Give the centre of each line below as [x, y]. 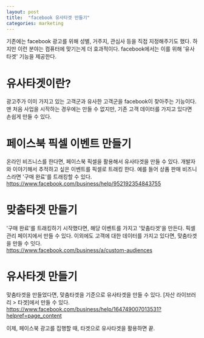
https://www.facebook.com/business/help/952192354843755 [84, 184]
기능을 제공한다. [38, 57]
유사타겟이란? [39, 83]
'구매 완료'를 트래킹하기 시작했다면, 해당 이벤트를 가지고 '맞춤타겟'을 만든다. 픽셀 [101, 228]
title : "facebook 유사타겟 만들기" [48, 18]
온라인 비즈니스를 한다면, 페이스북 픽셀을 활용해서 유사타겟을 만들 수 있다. [93, 161]
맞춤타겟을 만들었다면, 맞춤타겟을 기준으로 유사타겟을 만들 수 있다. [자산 [90, 295]
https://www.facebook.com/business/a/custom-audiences [80, 250]
